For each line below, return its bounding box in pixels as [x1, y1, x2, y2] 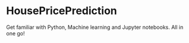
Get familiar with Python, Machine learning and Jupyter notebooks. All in [6, 24, 184, 31]
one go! [6, 29, 25, 37]
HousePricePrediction [6, 4, 117, 18]
